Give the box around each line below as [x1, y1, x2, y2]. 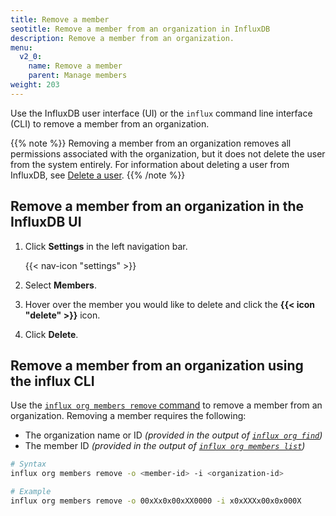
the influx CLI [10, 372, 95, 390]
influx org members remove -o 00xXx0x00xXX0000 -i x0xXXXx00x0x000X [10, 496, 302, 506]
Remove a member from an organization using [10, 357, 304, 374]
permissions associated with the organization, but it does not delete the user [10, 147, 326, 160]
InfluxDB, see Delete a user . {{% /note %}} [10, 169, 186, 181]
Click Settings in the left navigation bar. [24, 240, 188, 252]
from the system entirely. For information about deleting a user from [10, 158, 290, 170]
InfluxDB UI [10, 214, 82, 231]
